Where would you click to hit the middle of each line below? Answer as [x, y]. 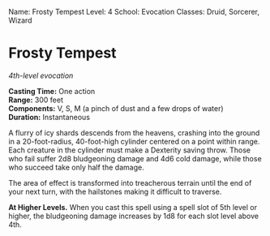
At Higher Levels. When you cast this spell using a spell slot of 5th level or [133, 207]
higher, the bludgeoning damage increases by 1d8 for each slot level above [134, 216]
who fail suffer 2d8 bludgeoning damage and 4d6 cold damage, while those [135, 158]
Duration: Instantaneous [49, 117]
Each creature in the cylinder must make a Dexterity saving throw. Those [130, 150]
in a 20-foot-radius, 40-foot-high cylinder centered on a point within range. [134, 141]
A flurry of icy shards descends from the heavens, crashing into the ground [134, 132]
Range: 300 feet [36, 100]
